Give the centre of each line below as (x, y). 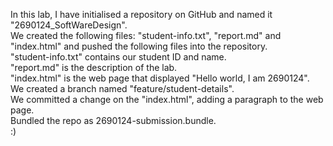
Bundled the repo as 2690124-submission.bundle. (113, 120)
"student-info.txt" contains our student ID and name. (118, 57)
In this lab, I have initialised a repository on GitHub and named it (141, 14)
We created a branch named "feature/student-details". (122, 88)
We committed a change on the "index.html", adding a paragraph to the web (167, 99)
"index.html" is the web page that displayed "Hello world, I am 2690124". (160, 78)
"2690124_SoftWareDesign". (69, 25)
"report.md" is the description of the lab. (94, 67)
